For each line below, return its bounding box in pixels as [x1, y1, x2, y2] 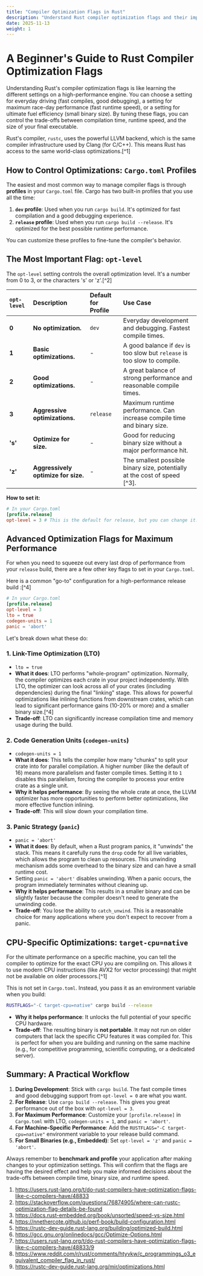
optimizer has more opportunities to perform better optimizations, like [14, 795, 188, 802]
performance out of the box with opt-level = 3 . [14, 1104, 134, 1112]
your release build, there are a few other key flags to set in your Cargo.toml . [6, 565, 195, 573]
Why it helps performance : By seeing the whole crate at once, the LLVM [14, 788, 197, 796]
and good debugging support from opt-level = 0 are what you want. [14, 1092, 187, 1099]
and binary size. [123, 421, 169, 430]
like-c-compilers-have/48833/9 [14, 1243, 95, 1251]
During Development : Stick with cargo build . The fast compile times [14, 1085, 187, 1092]
